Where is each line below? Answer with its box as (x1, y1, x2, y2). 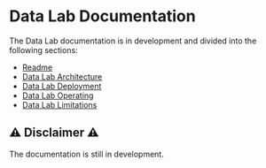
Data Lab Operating (21, 90, 94, 101)
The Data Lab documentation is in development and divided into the (9, 35, 257, 46)
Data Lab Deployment (21, 80, 102, 91)
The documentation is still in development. (9, 149, 164, 159)
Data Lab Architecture (21, 71, 103, 81)
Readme (21, 62, 53, 73)
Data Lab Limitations (21, 99, 98, 110)
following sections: (9, 44, 78, 55)
